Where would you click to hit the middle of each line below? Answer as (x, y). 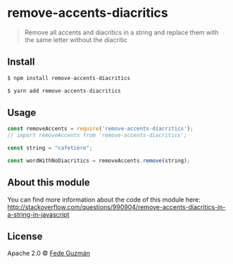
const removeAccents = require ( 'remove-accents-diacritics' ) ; (100, 129)
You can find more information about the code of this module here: (104, 199)
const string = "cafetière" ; (50, 148)
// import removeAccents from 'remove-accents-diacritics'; (97, 136)
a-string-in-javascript (38, 214)
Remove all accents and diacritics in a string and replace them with (121, 32)
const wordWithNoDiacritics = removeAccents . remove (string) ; (99, 160)
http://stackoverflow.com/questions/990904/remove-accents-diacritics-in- (116, 207)
